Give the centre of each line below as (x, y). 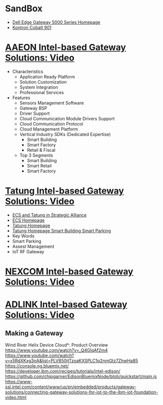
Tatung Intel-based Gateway (65, 191)
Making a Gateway (34, 333)
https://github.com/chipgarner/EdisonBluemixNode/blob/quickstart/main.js (81, 376)
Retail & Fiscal (41, 150)
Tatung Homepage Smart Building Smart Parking (62, 231)
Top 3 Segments (36, 155)
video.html (16, 397)
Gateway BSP (33, 108)
